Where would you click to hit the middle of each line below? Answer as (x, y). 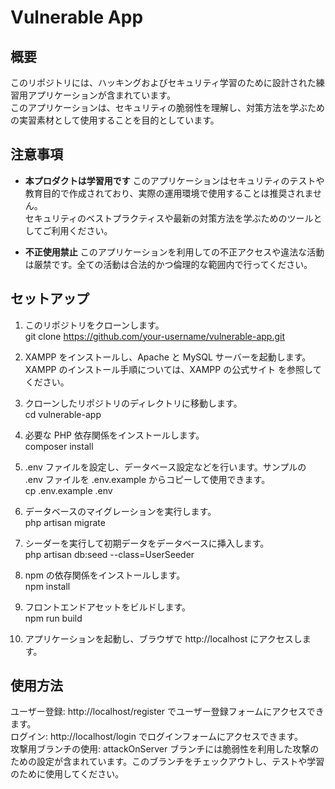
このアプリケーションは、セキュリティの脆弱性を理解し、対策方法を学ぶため (167, 107)
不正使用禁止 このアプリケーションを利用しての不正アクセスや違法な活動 (174, 252)
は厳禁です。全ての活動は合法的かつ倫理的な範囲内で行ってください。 (168, 264)
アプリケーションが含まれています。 (101, 95)
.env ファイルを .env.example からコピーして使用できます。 (147, 479)
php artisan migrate (65, 522)
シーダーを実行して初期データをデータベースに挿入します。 (147, 543)
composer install (59, 446)
